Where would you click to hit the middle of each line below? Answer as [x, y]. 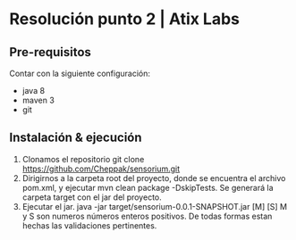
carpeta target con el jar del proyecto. [92, 197]
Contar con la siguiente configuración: [80, 73]
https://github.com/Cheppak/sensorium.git [101, 169]
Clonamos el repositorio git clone [83, 159]
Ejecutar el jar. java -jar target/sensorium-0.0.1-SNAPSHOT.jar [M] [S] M [155, 206]
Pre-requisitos [51, 52]
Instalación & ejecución [76, 138]
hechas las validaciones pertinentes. [89, 225]
